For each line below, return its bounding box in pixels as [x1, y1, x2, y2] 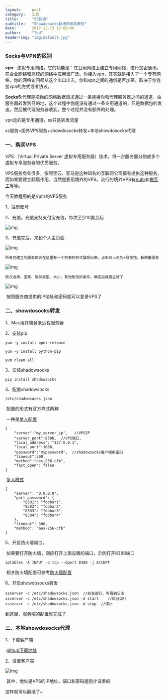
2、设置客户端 [5, 658, 34, 664]
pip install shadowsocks [5, 377, 57, 382]
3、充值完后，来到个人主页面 [5, 235, 65, 241]
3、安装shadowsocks [5, 367, 50, 373]
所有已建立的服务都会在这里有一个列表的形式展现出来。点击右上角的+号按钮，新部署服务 [5, 255, 159, 261]
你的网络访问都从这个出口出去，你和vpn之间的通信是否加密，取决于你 [13, 77, 157, 83]
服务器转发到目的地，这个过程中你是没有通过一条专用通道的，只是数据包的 [5, 100, 158, 106]
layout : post [5, 7, 41, 12]
